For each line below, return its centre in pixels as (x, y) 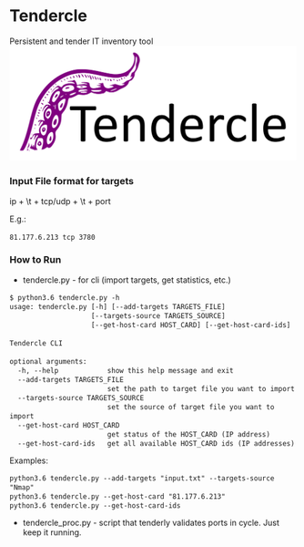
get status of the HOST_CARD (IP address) (189, 434)
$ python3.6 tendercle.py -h (65, 297)
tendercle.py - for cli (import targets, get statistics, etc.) (127, 280)
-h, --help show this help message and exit (126, 370)
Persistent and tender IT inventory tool (81, 41)
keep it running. (52, 532)
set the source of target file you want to (191, 407)
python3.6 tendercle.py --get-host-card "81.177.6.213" (117, 496)
